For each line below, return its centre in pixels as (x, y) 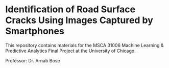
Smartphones (35, 31)
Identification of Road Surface (70, 9)
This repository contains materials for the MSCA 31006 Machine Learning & (85, 45)
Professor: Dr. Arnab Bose (33, 60)
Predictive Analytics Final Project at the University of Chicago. (71, 51)
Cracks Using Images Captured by (79, 20)
